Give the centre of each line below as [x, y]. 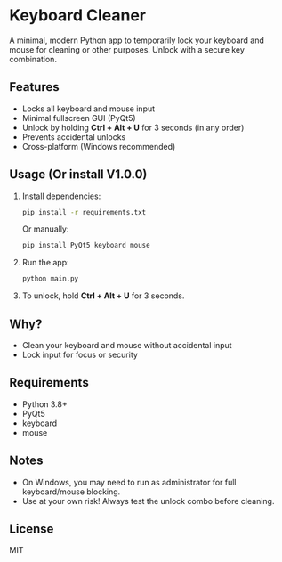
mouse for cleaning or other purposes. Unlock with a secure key [127, 49]
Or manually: [45, 229]
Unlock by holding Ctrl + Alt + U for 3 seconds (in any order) [133, 127]
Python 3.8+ [45, 404]
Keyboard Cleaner [78, 16]
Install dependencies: [61, 196]
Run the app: [45, 263]
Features [34, 87]
